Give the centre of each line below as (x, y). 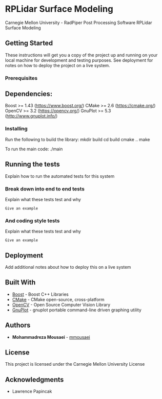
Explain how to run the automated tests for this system (60, 176)
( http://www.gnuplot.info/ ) (31, 116)
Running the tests (32, 164)
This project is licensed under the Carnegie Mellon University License (75, 364)
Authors (18, 325)
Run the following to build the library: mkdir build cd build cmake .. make (78, 139)
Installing (16, 129)
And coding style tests (32, 220)
